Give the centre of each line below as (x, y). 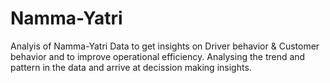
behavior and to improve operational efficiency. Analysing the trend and (158, 56)
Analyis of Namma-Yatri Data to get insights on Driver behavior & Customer (165, 46)
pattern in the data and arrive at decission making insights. (131, 67)
